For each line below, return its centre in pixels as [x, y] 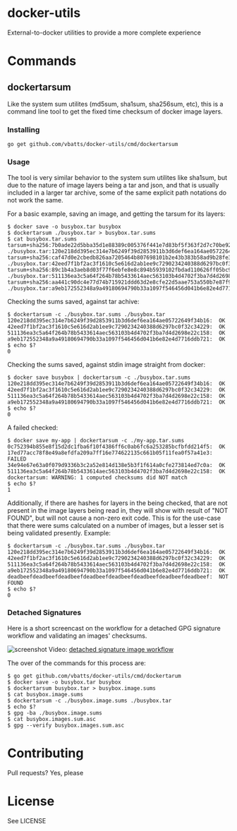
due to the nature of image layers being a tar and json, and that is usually [113, 185]
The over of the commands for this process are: [77, 663]
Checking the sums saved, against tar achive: [73, 301]
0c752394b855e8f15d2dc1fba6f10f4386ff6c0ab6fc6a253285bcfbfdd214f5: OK [116, 447]
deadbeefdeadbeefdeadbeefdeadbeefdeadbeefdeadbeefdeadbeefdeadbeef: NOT [118, 576]
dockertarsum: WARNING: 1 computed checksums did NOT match [98, 478]
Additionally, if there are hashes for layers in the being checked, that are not [117, 503]
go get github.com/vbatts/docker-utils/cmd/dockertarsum [93, 145]
